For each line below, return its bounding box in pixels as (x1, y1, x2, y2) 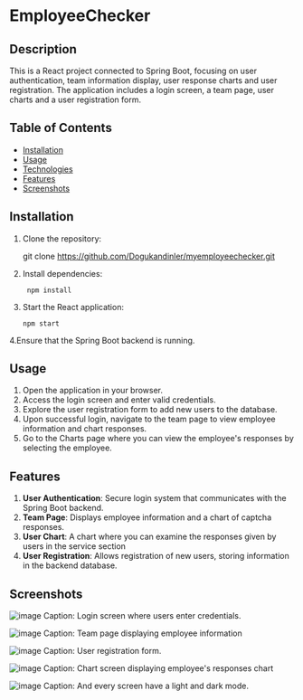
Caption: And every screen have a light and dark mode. (43, 680, 250, 692)
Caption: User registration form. (43, 646, 162, 657)
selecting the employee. (22, 442, 113, 453)
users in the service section (22, 541, 127, 552)
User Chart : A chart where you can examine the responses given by (22, 531, 277, 543)
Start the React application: (22, 301, 125, 312)
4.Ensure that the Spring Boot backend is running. (9, 335, 195, 345)
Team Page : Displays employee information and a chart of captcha (22, 512, 272, 523)
